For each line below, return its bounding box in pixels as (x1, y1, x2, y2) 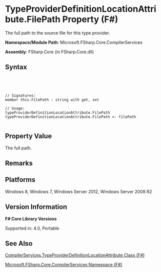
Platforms (5, 176, 36, 184)
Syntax (5, 63, 27, 71)
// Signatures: (5, 93, 36, 98)
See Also (5, 239, 33, 248)
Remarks (5, 159, 33, 167)
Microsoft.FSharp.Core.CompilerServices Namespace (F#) (5, 262, 122, 268)
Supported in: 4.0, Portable (5, 225, 60, 231)
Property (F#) (62, 14, 119, 25)
